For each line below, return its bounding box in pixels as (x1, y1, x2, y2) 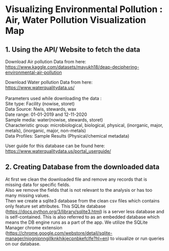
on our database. (5, 240, 41, 246)
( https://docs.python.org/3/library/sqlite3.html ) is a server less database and (5, 208, 164, 215)
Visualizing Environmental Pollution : (5, 4, 163, 15)
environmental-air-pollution (5, 69, 62, 75)
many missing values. (5, 192, 50, 198)
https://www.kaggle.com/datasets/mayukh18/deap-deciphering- (5, 64, 140, 70)
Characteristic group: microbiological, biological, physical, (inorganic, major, (5, 122, 163, 128)
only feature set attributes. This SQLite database (5, 203, 106, 209)
